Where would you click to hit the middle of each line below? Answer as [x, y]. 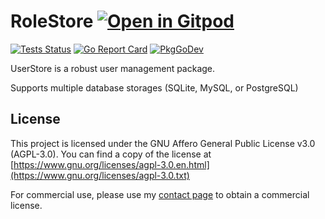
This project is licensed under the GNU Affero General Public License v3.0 [163, 143]
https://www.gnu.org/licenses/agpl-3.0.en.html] [111, 164]
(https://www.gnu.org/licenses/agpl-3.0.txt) [100, 175]
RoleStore [52, 21]
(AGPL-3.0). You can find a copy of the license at [111, 154]
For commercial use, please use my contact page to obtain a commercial [160, 194]
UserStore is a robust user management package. [113, 68]
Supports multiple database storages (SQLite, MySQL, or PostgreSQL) [154, 87]
